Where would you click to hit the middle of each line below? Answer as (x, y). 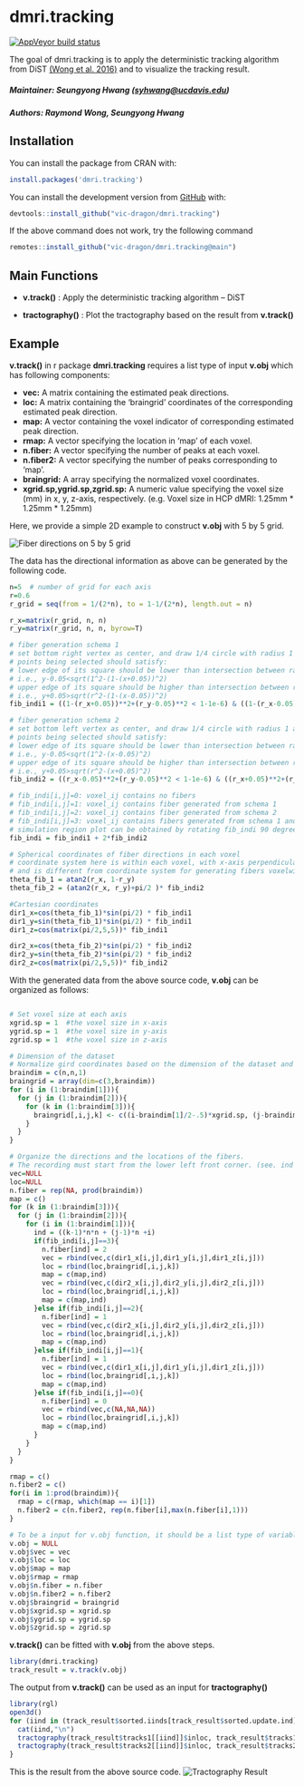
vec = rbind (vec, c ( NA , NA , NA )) (99, 1410)
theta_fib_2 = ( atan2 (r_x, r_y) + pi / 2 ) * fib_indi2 (107, 888)
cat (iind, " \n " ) (46, 1729)
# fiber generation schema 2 (64, 721)
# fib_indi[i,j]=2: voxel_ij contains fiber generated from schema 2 (143, 813)
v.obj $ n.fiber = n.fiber (56, 1586)
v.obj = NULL (34, 1543)
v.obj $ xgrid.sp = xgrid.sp (60, 1611)
